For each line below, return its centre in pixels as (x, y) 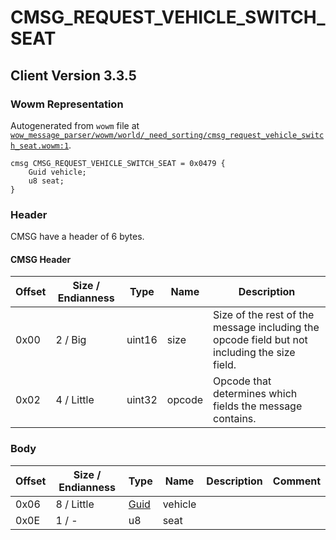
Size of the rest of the (264, 315)
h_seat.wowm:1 (40, 146)
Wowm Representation (67, 104)
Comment (296, 481)
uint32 (142, 400)
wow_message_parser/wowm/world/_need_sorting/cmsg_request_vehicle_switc (167, 135)
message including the (266, 328)
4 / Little (75, 400)
